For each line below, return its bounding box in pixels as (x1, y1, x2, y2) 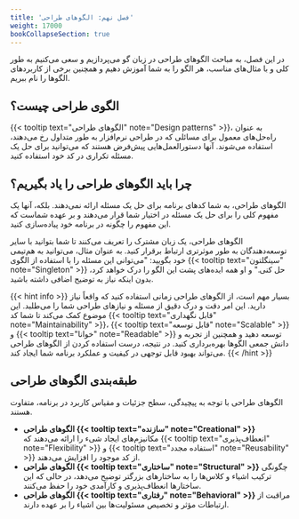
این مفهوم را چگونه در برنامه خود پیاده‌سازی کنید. (10, 219, 172, 229)
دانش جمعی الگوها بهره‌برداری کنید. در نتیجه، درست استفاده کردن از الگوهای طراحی (10, 339, 289, 348)
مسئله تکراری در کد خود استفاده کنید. (10, 150, 134, 161)
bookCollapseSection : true (10, 29, 110, 38)
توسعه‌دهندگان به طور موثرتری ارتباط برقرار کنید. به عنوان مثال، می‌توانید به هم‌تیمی (10, 245, 287, 256)
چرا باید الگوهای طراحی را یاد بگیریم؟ (10, 176, 192, 191)
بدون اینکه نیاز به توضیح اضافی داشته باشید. (10, 274, 154, 284)
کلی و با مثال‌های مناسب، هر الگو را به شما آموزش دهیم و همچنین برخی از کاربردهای (10, 63, 289, 74)
